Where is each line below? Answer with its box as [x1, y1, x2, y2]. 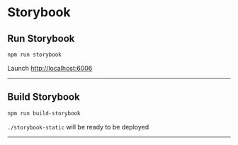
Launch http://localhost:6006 [7, 64, 93, 72]
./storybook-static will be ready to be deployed [7, 122, 149, 131]
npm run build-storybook [7, 110, 81, 117]
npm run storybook [7, 51, 62, 58]
